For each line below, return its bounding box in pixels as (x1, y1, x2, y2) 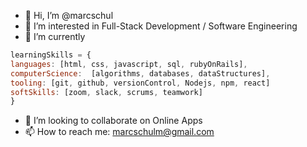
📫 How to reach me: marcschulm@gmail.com (24, 126, 215, 138)
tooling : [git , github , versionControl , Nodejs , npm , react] (10, 78, 271, 88)
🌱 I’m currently (24, 31, 86, 42)
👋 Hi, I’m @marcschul (24, 10, 114, 21)
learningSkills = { (10, 50, 92, 60)
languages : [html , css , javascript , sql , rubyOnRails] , (10, 59, 248, 69)
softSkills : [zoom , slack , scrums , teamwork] (10, 87, 203, 97)
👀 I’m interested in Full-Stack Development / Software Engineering (24, 20, 298, 32)
